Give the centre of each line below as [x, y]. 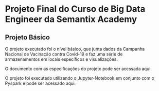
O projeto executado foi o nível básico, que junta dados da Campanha [75, 49]
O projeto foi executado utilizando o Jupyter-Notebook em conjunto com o [80, 78]
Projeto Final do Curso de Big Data [75, 9]
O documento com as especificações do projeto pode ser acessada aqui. [79, 69]
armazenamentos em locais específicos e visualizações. [62, 59]
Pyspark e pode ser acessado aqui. [41, 83]
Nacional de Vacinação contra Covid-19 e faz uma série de [64, 54]
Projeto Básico [27, 37]
